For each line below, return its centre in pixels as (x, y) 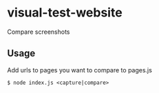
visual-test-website (65, 13)
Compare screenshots (39, 32)
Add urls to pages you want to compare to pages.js (80, 70)
